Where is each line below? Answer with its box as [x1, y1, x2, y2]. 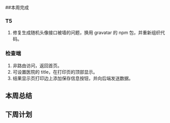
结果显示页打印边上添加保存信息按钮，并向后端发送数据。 [12, 75, 133, 81]
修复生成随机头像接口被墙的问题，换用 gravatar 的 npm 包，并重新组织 [12, 29, 161, 36]
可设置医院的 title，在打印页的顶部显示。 [12, 69, 98, 75]
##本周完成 [5, 5, 29, 10]
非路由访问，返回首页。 [12, 63, 62, 69]
